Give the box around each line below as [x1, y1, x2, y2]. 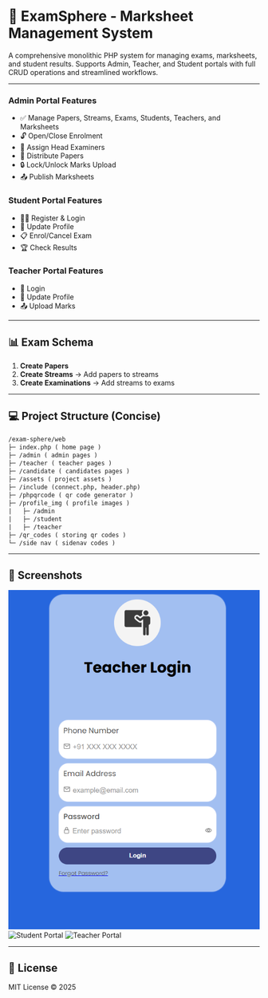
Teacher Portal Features [8, 265, 104, 276]
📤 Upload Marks [19, 301, 76, 311]
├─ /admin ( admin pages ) [8, 451, 98, 460]
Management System [8, 24, 154, 42]
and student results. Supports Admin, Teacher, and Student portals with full [8, 59, 256, 69]
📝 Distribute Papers [19, 151, 84, 160]
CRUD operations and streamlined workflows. [8, 67, 159, 77]
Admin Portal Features [8, 95, 97, 106]
